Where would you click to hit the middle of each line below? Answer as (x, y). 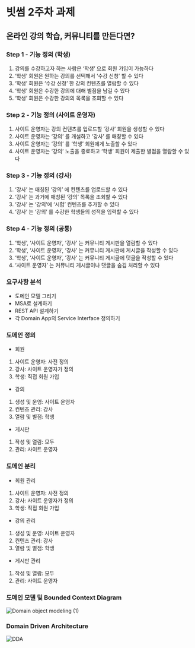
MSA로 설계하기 (33, 304)
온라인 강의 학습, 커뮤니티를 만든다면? (71, 36)
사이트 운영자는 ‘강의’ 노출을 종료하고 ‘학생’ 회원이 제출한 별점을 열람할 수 (99, 151)
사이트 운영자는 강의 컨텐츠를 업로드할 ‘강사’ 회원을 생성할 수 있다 (89, 129)
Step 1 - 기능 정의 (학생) (39, 54)
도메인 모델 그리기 (35, 296)
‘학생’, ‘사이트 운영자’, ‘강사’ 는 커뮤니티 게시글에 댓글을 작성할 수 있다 (94, 257)
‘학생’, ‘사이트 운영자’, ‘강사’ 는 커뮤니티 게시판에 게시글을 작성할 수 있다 (96, 250)
